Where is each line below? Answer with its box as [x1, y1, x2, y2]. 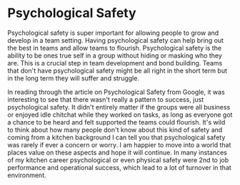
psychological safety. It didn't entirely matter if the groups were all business [7, 102, 231, 111]
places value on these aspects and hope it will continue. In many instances [7, 148, 227, 157]
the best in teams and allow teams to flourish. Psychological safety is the [7, 43, 222, 52]
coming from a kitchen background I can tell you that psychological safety [7, 133, 226, 142]
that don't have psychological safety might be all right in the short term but [7, 66, 227, 75]
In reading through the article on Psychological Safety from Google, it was [7, 88, 225, 96]
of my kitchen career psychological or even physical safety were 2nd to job [7, 155, 229, 164]
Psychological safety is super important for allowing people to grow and [7, 28, 219, 37]
